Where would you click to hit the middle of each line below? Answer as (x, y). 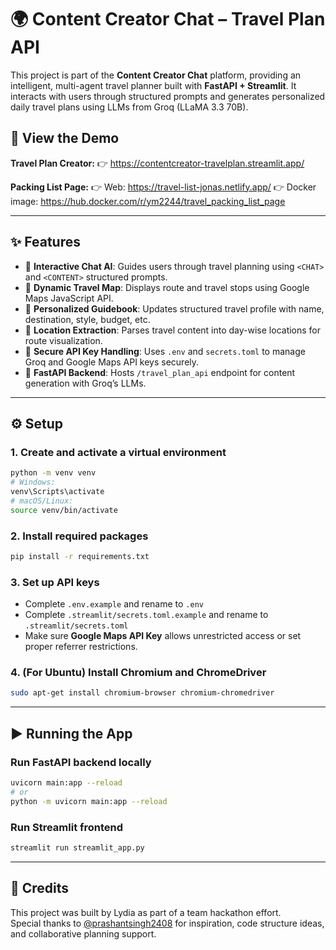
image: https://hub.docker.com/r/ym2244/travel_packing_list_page (148, 201)
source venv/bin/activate (64, 510)
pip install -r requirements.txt (80, 556)
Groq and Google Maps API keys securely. (112, 362)
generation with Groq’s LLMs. (85, 383)
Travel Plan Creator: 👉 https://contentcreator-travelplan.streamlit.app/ (157, 163)
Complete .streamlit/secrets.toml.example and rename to (146, 615)
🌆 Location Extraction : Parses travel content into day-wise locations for (173, 330)
